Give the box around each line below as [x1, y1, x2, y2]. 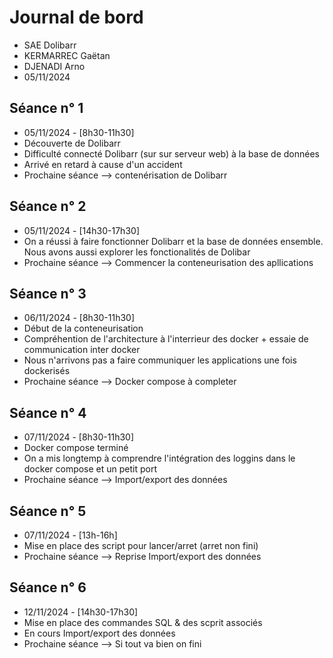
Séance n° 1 [9, 100, 84, 117]
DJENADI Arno [23, 60, 86, 72]
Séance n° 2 [9, 198, 87, 215]
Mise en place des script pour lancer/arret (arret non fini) [23, 540, 259, 551]
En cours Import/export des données [23, 627, 176, 639]
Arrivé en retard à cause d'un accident [23, 158, 183, 170]
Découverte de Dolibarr [23, 137, 121, 149]
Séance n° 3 [9, 285, 87, 302]
